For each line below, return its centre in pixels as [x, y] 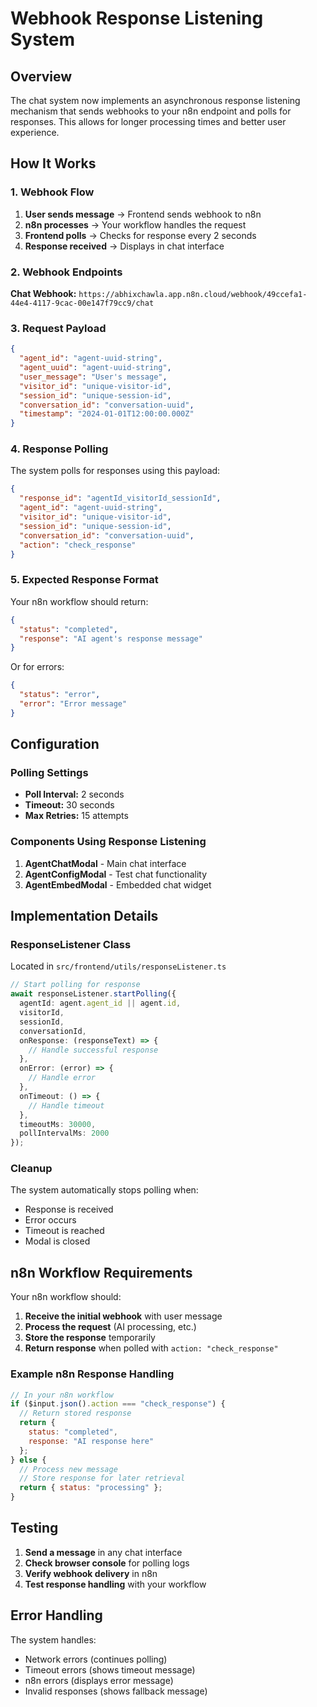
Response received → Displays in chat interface [124, 246]
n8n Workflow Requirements [101, 1272]
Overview [41, 76]
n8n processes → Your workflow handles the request [135, 224]
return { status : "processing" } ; [91, 1488]
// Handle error [62, 1078]
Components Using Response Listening [108, 842]
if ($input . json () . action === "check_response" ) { [118, 1404]
